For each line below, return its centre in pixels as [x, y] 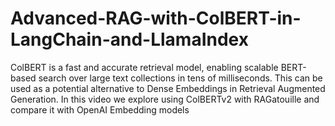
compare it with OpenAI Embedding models [100, 109]
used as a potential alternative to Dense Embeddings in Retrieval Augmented [168, 88]
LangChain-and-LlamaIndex [129, 39]
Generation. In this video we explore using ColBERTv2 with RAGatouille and [165, 99]
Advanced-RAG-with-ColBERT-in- [156, 18]
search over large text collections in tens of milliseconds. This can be [180, 78]
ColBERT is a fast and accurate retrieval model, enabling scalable [144, 67]
